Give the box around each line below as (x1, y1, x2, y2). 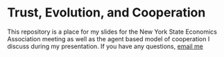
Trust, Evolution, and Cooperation (7, 5, 206, 21)
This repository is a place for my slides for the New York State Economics (7, 27, 217, 36)
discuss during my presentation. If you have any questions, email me (7, 42, 203, 50)
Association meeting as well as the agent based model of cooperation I (7, 34, 210, 43)
